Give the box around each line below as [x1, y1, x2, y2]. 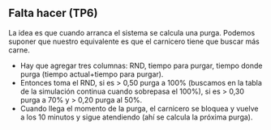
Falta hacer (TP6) [8, 6, 98, 20]
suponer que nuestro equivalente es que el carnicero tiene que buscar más [8, 36, 260, 46]
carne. [8, 44, 30, 55]
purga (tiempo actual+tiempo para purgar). [19, 69, 164, 79]
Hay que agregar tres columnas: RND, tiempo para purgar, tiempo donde [19, 61, 263, 70]
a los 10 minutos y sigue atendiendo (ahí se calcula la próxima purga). [19, 112, 253, 122]
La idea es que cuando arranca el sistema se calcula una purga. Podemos [8, 27, 256, 37]
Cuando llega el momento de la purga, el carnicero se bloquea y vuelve [19, 103, 259, 113]
